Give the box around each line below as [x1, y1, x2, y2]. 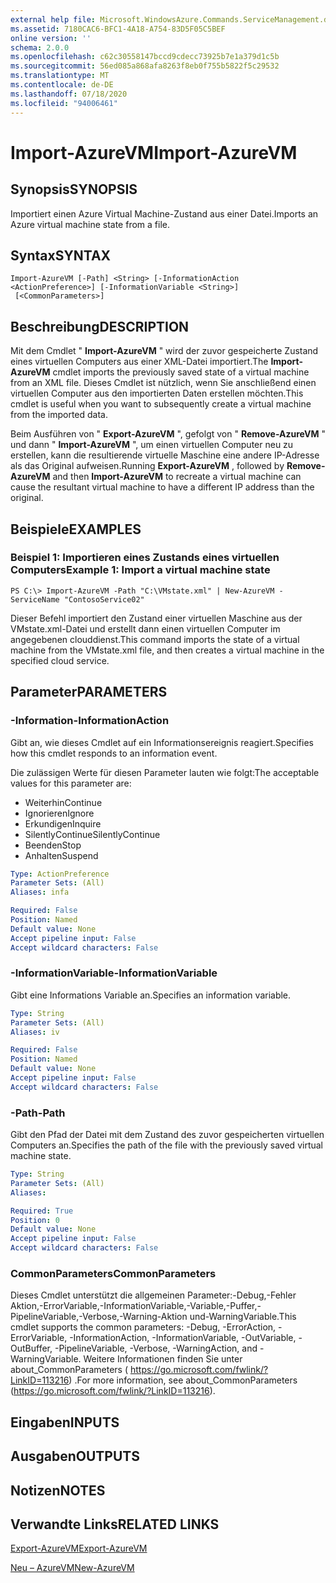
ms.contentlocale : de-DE [10, 80, 114, 90]
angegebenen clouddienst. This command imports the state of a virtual [10, 633, 300, 645]
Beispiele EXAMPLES [10, 521, 142, 538]
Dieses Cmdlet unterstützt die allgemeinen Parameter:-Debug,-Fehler [10, 1289, 297, 1301]
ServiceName [10, 594, 60, 605]
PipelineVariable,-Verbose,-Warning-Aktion [10, 1311, 188, 1323]
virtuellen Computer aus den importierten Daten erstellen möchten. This [10, 387, 304, 400]
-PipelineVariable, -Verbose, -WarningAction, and [54, 1342, 258, 1355]
